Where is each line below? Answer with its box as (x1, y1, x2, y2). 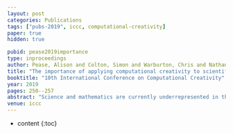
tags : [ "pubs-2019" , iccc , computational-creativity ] (7, 23, 166, 30)
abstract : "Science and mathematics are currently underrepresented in (7, 94, 218, 101)
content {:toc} (17, 119, 58, 127)
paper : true (7, 29, 42, 37)
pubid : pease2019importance (7, 49, 89, 56)
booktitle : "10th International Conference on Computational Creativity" (7, 74, 225, 81)
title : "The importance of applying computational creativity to (7, 67, 200, 75)
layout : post (7, 10, 45, 17)
